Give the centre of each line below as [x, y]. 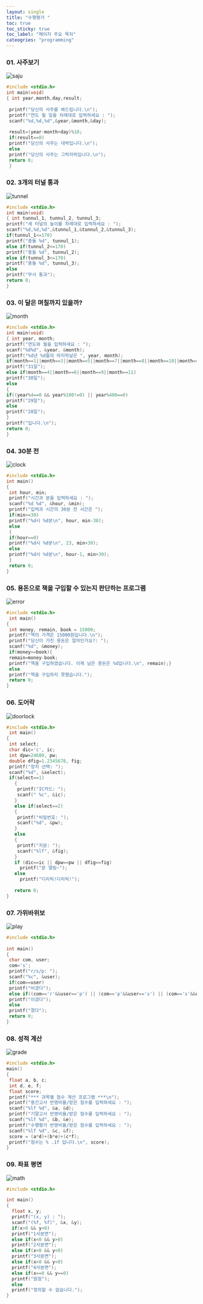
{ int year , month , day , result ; [44, 98]
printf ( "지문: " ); [39, 846]
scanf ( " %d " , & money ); [36, 647]
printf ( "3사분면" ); [34, 1256]
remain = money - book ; [34, 658]
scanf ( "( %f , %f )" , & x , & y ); [47, 1222]
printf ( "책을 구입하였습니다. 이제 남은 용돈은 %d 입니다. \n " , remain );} [90, 663]
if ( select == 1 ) [27, 778]
